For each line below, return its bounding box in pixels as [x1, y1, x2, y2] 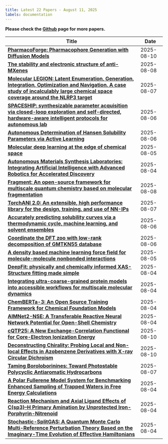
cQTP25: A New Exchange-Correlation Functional [7, 327, 129, 334]
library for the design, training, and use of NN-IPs [7, 205, 129, 212]
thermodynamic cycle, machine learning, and [7, 220, 118, 227]
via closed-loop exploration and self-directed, [7, 108, 121, 115]
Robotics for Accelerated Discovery [7, 170, 95, 177]
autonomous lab [7, 121, 47, 128]
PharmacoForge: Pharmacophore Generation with [7, 46, 129, 53]
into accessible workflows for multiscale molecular [7, 284, 132, 291]
